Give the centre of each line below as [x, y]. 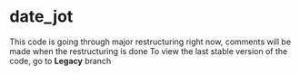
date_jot [41, 17]
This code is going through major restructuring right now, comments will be [150, 42]
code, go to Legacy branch [60, 61]
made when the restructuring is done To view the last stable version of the [149, 51]
